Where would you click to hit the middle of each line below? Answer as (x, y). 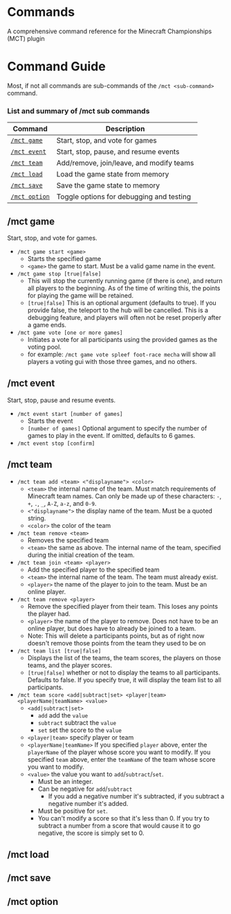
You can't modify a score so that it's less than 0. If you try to (123, 818)
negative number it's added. (88, 803)
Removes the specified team (68, 540)
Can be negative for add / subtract (85, 789)
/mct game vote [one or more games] (70, 333)
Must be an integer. (65, 781)
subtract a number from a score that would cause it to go (119, 825)
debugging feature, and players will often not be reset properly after (124, 317)
